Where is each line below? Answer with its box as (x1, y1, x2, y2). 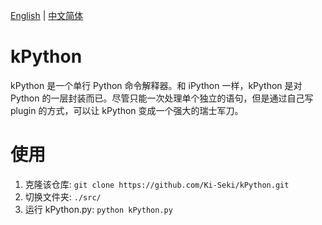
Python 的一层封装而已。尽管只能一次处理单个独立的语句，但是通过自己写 (10, 92, 314, 104)
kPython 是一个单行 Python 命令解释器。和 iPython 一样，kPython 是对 (10, 79, 303, 91)
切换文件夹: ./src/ (24, 190, 102, 203)
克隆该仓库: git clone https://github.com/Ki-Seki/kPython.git (24, 178, 290, 190)
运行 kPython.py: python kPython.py (24, 203, 173, 215)
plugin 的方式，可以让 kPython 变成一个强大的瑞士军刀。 (10, 104, 244, 116)
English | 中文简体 (10, 10, 84, 21)
